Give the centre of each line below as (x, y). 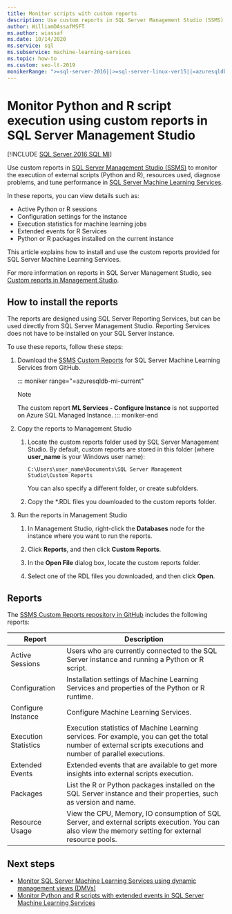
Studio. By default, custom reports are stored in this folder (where (121, 449)
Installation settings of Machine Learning (133, 679)
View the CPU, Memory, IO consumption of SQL (144, 814)
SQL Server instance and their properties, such (143, 794)
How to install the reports (63, 302)
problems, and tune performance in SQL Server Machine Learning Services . (115, 182)
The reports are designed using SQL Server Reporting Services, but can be (114, 319)
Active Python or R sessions (57, 209)
